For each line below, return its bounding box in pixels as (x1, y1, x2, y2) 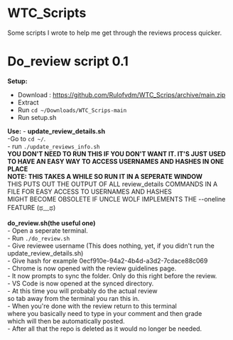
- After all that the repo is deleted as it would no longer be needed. (7, 324, 202, 333)
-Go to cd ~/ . (7, 134, 46, 143)
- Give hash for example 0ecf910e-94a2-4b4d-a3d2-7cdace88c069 (7, 256, 208, 265)
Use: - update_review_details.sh (7, 126, 105, 136)
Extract (17, 98, 39, 106)
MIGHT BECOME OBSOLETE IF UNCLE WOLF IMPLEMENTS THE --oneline (7, 194, 226, 203)
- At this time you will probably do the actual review (7, 286, 158, 295)
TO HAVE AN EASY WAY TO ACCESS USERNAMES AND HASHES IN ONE (7, 157, 224, 165)
